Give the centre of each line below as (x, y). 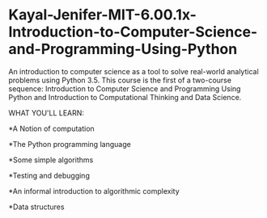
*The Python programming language (70, 144)
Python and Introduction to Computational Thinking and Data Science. (125, 97)
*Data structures (36, 207)
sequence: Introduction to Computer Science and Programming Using (125, 88)
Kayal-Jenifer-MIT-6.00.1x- (102, 15)
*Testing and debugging (49, 175)
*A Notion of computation (51, 128)
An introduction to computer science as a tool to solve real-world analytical (133, 71)
